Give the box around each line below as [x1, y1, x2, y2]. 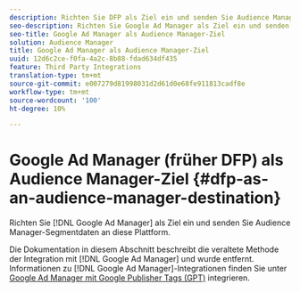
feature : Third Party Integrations [9, 63, 142, 72]
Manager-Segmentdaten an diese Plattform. [9, 227, 171, 238]
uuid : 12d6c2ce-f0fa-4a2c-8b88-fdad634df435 [9, 54, 178, 63]
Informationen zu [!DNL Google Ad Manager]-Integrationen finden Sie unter [9, 264, 287, 274]
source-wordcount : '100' [9, 95, 102, 105]
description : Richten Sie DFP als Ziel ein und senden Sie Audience [9, 12, 270, 22]
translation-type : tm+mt [9, 71, 102, 80]
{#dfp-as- [192, 169, 270, 190]
